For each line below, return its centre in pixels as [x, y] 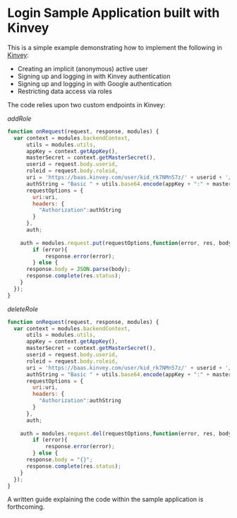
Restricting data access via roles [65, 91]
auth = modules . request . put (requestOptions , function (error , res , [118, 243]
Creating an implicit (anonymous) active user [83, 68]
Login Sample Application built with [114, 13]
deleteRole [23, 309]
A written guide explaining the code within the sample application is [105, 500]
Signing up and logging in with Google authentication [95, 83]
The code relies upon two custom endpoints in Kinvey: [86, 104]
